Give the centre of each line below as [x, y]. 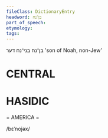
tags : [13, 34]
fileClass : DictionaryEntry [41, 11]
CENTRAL [31, 74]
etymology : [19, 28]
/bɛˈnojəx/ [18, 129]
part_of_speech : [26, 22]
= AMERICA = [23, 117]
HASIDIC [28, 101]
